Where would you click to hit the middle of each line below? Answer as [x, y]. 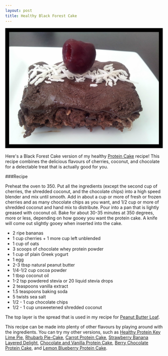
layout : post [19, 10]
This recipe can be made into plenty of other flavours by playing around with [84, 326]
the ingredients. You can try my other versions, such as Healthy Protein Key [83, 332]
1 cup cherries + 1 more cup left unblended [56, 238]
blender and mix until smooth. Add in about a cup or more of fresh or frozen [83, 196]
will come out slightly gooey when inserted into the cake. [64, 223]
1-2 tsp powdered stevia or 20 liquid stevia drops [63, 280]
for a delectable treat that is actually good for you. [57, 166]
